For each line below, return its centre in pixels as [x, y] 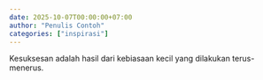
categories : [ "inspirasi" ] [59, 33]
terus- [243, 59]
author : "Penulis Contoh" [57, 25]
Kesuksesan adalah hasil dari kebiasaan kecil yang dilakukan [120, 59]
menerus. [27, 68]
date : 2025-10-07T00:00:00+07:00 [71, 17]
